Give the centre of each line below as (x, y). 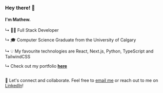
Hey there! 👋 (20, 8)
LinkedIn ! (14, 85)
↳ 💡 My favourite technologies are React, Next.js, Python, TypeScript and (79, 51)
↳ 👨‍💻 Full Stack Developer (32, 30)
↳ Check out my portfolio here (36, 66)
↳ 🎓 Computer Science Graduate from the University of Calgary (71, 40)
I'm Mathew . (18, 19)
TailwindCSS (18, 57)
